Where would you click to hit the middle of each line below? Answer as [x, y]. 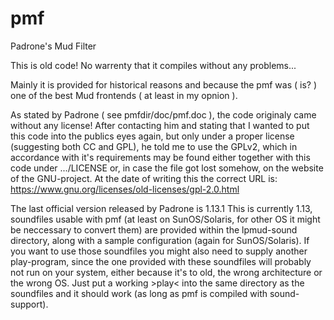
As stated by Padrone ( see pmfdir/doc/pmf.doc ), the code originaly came [163, 114]
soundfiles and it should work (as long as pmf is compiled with [139, 293]
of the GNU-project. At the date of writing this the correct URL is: [144, 178]
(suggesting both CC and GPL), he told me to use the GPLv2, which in [154, 146]
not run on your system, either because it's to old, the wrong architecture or [166, 272]
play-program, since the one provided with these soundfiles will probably [161, 261]
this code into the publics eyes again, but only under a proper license [152, 136]
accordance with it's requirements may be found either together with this [160, 157]
